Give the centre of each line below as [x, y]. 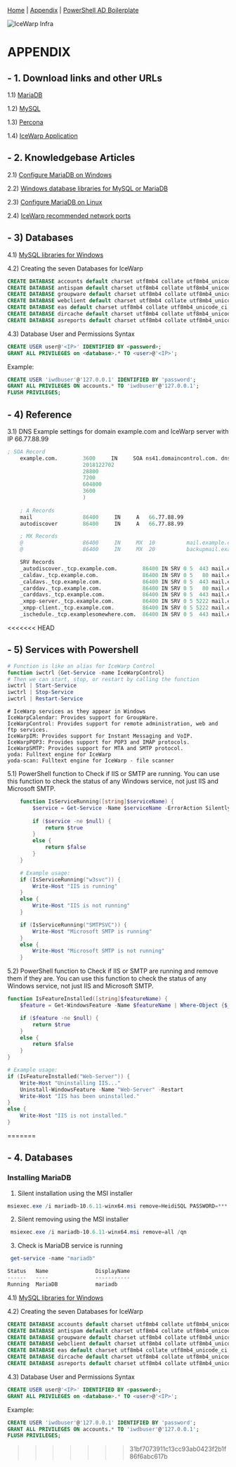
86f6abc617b [149, 1456]
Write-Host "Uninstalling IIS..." [70, 1083]
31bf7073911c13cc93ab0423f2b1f [178, 1449]
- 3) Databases [40, 238]
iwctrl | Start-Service [42, 686]
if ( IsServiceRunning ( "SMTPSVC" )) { [74, 925]
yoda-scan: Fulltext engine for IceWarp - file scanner [91, 761]
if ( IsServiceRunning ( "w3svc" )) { [70, 879]
